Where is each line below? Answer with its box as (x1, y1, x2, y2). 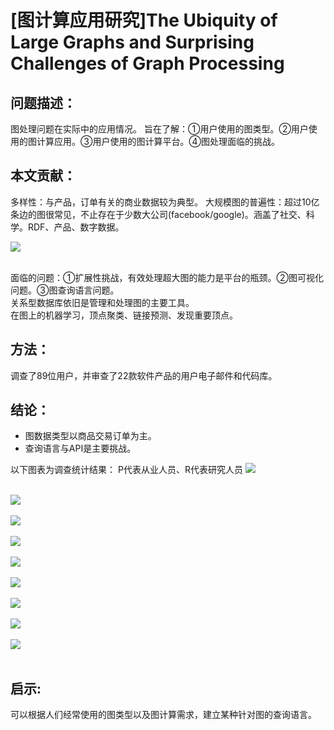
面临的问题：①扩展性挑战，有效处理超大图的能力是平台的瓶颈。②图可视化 (10, 271, 324, 283)
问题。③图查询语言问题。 (10, 284, 120, 296)
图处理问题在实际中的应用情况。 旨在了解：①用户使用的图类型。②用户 (10, 123, 309, 135)
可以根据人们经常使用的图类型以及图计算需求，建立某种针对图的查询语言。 (10, 709, 317, 721)
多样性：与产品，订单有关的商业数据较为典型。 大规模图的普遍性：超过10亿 (10, 196, 320, 208)
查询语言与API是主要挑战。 (24, 442, 137, 455)
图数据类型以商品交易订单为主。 (24, 430, 157, 442)
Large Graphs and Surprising (10, 31, 255, 54)
